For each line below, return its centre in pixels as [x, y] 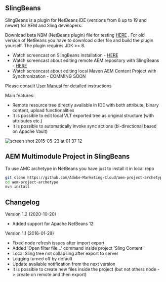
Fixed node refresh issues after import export [58, 243]
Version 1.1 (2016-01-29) [30, 233]
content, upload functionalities [43, 110]
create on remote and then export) [52, 275]
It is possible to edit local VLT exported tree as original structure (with [83, 115]
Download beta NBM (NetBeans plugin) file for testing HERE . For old [75, 35]
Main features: [20, 95]
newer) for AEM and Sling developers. [44, 25]
